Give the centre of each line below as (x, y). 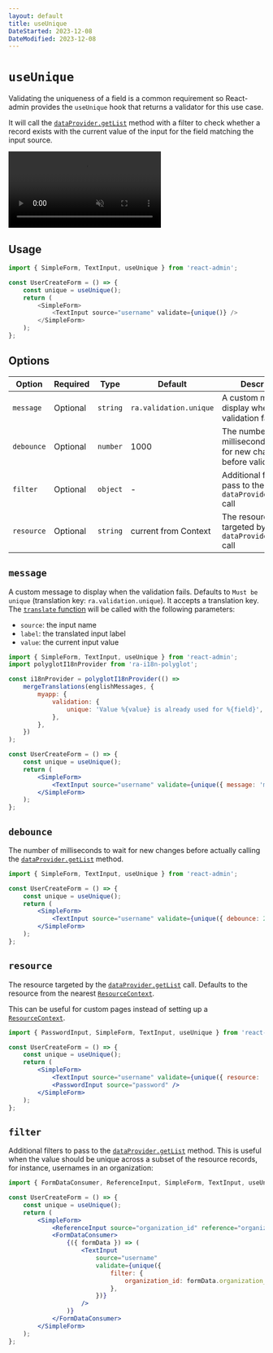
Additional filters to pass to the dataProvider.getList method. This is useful (135, 1151)
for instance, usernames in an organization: (81, 1168)
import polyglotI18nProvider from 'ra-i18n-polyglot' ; (103, 664)
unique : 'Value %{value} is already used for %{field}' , (165, 709)
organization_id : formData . (172, 1281)
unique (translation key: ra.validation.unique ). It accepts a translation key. (134, 600)
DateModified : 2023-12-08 (52, 39)
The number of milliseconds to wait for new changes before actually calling (134, 850)
